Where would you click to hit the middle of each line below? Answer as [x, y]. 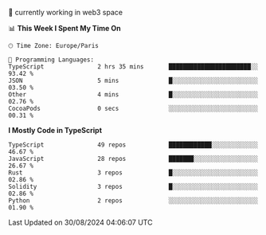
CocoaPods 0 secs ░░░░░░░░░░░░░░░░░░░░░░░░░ [133, 108]
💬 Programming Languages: [51, 60]
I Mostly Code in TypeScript [55, 130]
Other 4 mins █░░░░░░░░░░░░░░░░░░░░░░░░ [133, 95]
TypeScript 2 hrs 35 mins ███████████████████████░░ [133, 67]
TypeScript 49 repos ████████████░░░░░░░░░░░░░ [133, 145]
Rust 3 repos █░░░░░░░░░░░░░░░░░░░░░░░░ [133, 173]
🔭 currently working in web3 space [66, 12]
